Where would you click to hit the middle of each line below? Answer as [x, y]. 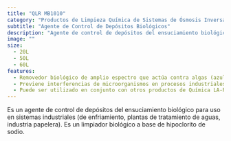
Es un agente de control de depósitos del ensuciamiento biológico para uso [114, 110]
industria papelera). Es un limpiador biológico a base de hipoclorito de [107, 124]
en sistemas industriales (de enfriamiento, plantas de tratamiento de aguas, [114, 117]
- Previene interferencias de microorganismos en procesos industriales [120, 84]
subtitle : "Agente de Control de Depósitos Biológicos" [89, 26]
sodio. [16, 132]
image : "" [21, 39]
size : [15, 45]
